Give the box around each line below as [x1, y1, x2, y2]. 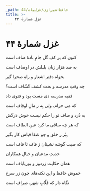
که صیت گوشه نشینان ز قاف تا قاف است [5, 141, 82, 147]
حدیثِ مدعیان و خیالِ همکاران [5, 151, 60, 157]
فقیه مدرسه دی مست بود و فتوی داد [5, 93, 73, 99]
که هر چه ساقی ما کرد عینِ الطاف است [5, 122, 79, 128]
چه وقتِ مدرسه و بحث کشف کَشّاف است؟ [5, 83, 85, 90]
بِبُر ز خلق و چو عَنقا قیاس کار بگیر [5, 131, 68, 137]
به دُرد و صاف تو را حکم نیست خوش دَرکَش [5, 112, 86, 118]
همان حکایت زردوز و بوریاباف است [5, 160, 70, 167]
